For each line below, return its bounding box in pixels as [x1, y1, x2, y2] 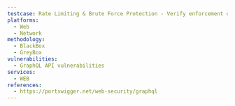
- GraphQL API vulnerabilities [13, 62, 105, 69]
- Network [13, 29, 42, 37]
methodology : [7, 36, 45, 43]
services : [7, 68, 36, 75]
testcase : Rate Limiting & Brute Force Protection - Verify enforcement [7, 10, 224, 17]
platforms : [7, 17, 39, 24]
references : [7, 82, 42, 89]
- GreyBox [13, 50, 42, 56]
